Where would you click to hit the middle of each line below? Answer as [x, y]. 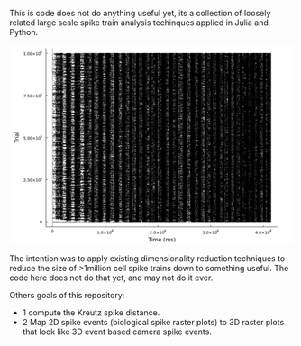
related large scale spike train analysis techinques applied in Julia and [139, 23]
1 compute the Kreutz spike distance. [91, 313]
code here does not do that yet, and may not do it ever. [111, 278]
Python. [24, 32]
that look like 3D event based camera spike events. [117, 332]
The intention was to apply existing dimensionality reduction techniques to [147, 259]
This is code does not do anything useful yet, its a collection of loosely [140, 13]
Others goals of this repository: [67, 296]
